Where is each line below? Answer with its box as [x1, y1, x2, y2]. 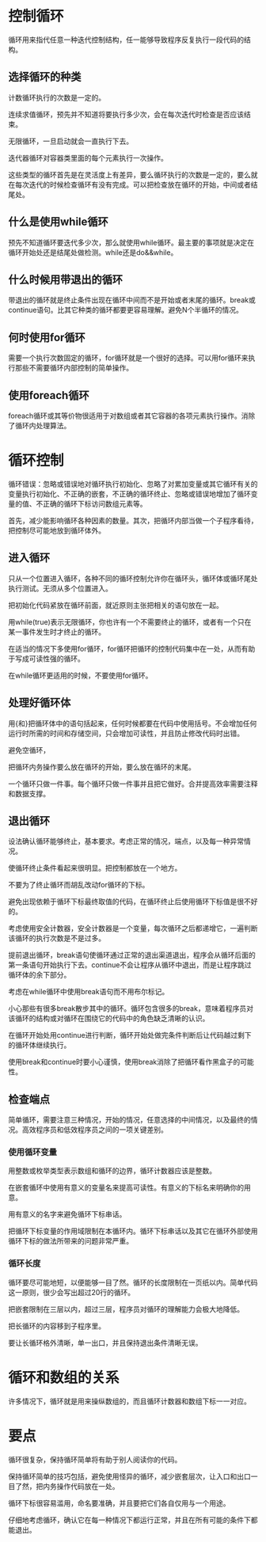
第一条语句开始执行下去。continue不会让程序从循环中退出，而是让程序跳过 [8, 960, 252, 970]
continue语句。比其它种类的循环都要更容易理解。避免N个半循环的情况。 [8, 306, 243, 315]
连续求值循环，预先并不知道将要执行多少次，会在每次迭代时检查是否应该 [8, 109, 244, 119]
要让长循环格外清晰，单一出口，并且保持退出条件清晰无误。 [8, 1338, 203, 1347]
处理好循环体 [8, 696, 71, 709]
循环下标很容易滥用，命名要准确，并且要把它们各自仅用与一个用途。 [8, 1498, 230, 1508]
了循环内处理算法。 [8, 421, 71, 430]
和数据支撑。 [8, 788, 50, 798]
